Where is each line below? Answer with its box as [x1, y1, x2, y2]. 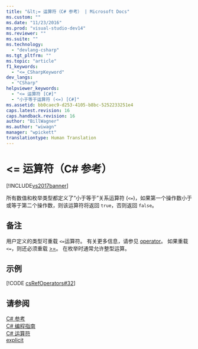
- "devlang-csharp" [11, 47, 60, 53]
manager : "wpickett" [6, 129, 57, 136]
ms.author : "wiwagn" [6, 124, 57, 130]
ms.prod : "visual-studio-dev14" [6, 25, 86, 31]
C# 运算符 [6, 330, 31, 337]
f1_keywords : [6, 63, 38, 70]
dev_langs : [6, 74, 33, 80]
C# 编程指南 [6, 322, 36, 330]
